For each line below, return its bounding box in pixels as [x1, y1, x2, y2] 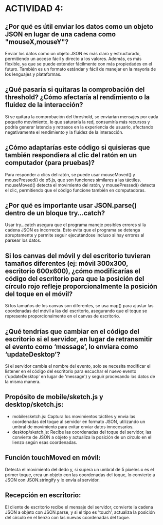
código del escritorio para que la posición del [5, 274, 145, 283]
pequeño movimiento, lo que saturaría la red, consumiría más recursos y [5, 119, 150, 125]
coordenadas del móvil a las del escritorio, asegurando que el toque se [5, 308, 147, 314]
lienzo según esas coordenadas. [12, 439, 77, 445]
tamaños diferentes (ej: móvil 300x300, [5, 259, 128, 268]
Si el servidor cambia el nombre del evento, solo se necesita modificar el [5, 363, 151, 369]
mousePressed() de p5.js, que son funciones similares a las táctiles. [5, 177, 141, 183]
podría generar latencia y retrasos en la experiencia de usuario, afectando [5, 124, 154, 130]
